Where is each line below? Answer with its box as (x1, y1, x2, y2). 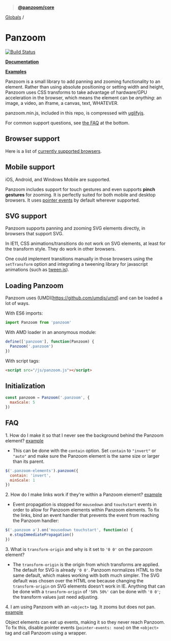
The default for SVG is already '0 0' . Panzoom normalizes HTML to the (12, 567, 162, 573)
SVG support (5, 211, 47, 220)
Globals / (5, 14, 24, 20)
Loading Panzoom (5, 281, 64, 290)
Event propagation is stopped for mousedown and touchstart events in (12, 501, 157, 508)
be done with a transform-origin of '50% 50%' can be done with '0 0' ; (12, 588, 161, 595)
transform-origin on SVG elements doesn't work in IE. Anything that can (12, 583, 165, 589)
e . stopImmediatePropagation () (10, 532, 74, 538)
